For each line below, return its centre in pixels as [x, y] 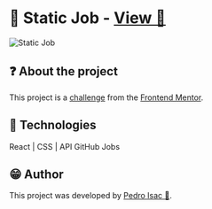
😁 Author [36, 174]
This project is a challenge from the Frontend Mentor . [106, 97]
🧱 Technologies [53, 125]
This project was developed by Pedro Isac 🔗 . [91, 196]
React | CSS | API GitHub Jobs [65, 146]
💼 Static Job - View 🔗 [88, 18]
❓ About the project [63, 71]
